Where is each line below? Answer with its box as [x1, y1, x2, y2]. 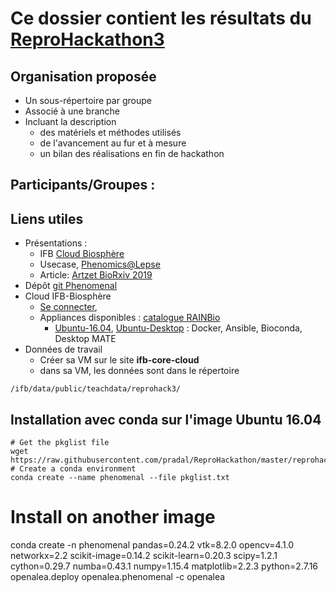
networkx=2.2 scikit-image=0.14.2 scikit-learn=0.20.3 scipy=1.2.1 [10, 549, 278, 561]
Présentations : [24, 237, 88, 249]
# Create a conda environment [10, 464, 137, 474]
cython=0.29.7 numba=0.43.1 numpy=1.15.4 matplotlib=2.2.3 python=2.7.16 [10, 560, 319, 572]
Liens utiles [10, 210, 84, 227]
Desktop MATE [54, 333, 117, 345]
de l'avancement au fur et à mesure [39, 137, 187, 149]
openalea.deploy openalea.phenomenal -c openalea [10, 570, 226, 582]
